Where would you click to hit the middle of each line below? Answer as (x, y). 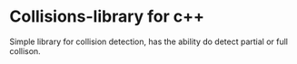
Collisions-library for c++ (107, 17)
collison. (25, 50)
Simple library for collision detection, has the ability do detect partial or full (149, 41)
